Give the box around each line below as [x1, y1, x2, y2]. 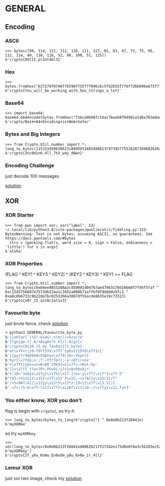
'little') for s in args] [5, 244, 58, 249]
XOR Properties [5, 260, 43, 267]
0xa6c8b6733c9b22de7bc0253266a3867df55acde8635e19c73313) [5, 294, 126, 299]
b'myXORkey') [5, 449, 32, 454]
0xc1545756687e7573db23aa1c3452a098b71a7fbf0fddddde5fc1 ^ [5, 290, 129, 294]
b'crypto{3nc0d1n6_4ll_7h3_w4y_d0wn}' [5, 151, 84, 156]
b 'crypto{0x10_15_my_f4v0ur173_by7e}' [5, 344, 84, 349]
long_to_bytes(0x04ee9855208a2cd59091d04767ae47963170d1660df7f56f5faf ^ [5, 285, 160, 291]
